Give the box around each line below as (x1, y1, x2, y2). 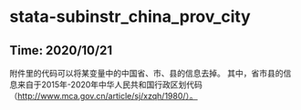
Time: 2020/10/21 (9, 43, 112, 58)
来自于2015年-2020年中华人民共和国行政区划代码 (16, 79, 203, 90)
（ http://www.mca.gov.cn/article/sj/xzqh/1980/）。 (9, 91, 198, 101)
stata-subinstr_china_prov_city (9, 6, 251, 27)
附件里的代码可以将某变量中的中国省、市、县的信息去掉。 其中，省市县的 (9, 68, 284, 78)
